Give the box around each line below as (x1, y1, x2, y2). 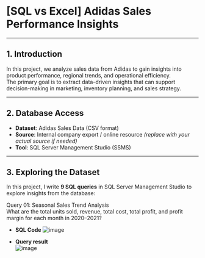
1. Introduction (6, 49, 62, 59)
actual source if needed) (15, 137, 77, 145)
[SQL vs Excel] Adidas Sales (6, 4, 151, 18)
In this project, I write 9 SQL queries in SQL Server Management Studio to (6, 183, 192, 190)
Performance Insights (6, 17, 119, 31)
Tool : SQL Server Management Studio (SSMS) (15, 143, 131, 151)
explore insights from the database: (6, 190, 96, 197)
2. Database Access (6, 108, 84, 118)
